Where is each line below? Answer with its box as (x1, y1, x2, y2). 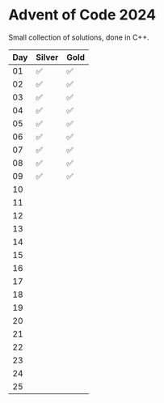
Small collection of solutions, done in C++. (8, 32, 149, 42)
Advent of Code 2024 (8, 6, 156, 24)
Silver (36, 51, 59, 62)
